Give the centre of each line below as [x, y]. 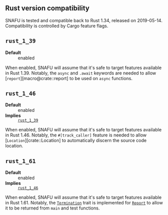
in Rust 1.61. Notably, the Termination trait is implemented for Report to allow [84, 203]
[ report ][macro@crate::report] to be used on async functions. [69, 78]
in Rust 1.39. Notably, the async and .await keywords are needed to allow [81, 73]
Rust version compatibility [47, 8]
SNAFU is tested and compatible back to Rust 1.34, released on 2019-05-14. [84, 20]
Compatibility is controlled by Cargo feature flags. [57, 26]
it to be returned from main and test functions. [53, 208]
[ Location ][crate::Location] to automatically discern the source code [76, 140]
